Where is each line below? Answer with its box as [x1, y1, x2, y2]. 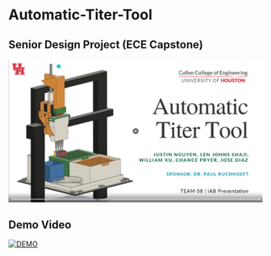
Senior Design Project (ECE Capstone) [8, 38, 203, 52]
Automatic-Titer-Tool [8, 6, 153, 24]
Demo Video [8, 217, 72, 231]
